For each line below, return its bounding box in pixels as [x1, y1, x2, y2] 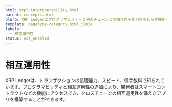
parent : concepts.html [5, 12, 54, 17]
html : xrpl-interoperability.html [5, 7, 79, 13]
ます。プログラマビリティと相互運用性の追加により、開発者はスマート [9, 84, 157, 90]
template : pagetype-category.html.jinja [5, 21, 93, 27]
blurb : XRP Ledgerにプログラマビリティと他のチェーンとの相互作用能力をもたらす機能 [5, 17, 166, 22]
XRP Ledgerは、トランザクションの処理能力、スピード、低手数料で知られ [5, 77, 160, 83]
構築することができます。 [14, 96, 68, 102]
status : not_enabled [5, 36, 50, 41]
